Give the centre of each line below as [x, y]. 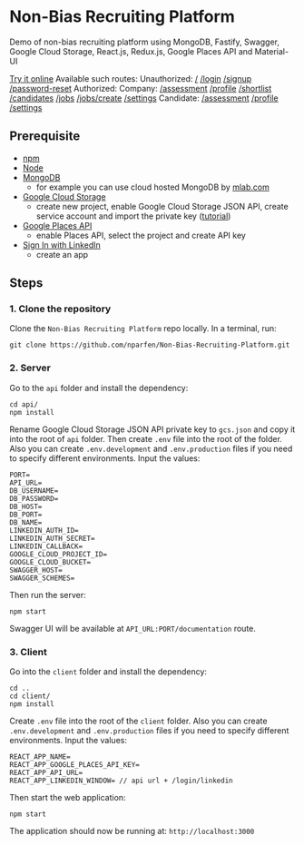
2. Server [30, 368]
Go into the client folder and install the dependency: [108, 672]
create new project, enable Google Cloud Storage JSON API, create [162, 206]
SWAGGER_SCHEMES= [42, 578]
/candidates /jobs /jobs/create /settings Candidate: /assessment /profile [144, 98]
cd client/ [30, 696]
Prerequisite [45, 137]
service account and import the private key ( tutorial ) [133, 216]
